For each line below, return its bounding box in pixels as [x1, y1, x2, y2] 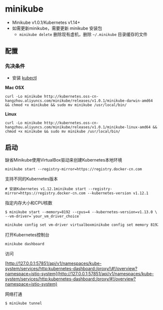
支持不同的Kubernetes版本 [5, 176, 58, 182]
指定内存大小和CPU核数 [5, 200, 52, 206]
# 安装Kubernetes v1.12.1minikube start [5, 186, 86, 192]
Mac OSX [5, 84, 24, 91]
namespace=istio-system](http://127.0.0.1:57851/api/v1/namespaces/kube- [5, 271, 154, 277]
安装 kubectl [12, 74, 37, 81]
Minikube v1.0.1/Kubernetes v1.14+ [12, 19, 81, 25]
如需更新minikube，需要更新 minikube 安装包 [12, 25, 102, 31]
